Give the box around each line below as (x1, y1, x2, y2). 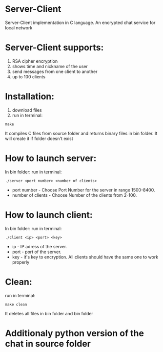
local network (5, 24, 33, 30)
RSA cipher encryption (12, 58, 58, 64)
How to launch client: (5, 209, 93, 220)
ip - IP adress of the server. (12, 243, 67, 249)
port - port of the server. (12, 249, 61, 255)
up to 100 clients (12, 73, 45, 79)
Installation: (5, 91, 55, 102)
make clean (5, 302, 27, 307)
